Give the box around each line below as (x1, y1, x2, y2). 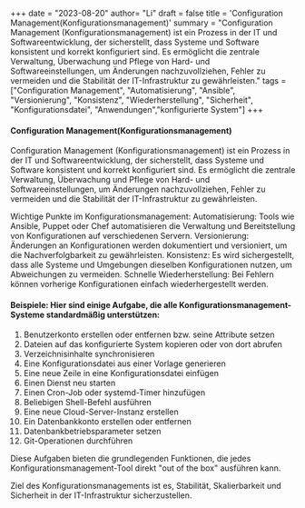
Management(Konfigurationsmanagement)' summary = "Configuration (10, 17, 273, 28)
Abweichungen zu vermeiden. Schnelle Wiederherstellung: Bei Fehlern (10, 269, 275, 280)
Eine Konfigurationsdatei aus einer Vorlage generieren (23, 358, 226, 369)
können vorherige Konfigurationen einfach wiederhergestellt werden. (10, 279, 269, 290)
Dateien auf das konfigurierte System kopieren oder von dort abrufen (23, 339, 282, 350)
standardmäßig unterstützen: (45, 309, 161, 320)
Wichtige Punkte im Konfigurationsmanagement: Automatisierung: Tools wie (10, 211, 295, 222)
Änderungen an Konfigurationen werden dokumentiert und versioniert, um (10, 240, 288, 251)
